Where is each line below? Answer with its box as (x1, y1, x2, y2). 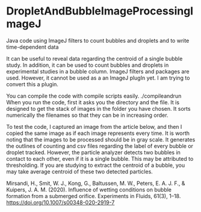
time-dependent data (6, 43, 59, 51)
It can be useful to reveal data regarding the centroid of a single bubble (6, 55, 183, 62)
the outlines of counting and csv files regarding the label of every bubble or (6, 142, 194, 149)
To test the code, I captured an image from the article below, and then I (6, 123, 182, 130)
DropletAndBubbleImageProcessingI (6, 4, 194, 18)
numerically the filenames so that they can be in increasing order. (6, 111, 169, 119)
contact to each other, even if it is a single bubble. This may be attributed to (6, 155, 194, 162)
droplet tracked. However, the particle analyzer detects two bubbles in (6, 149, 181, 156)
